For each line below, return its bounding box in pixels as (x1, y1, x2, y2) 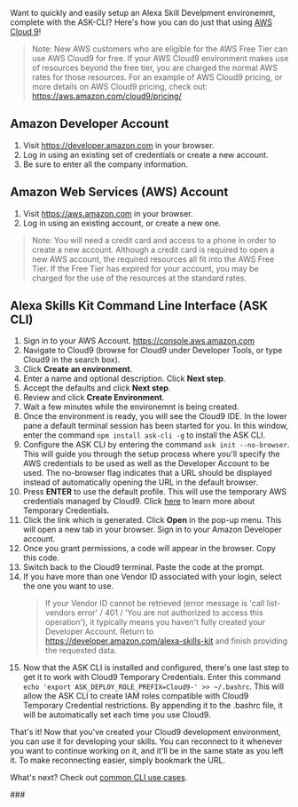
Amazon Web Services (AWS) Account (10, 185, 229, 200)
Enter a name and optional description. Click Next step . (22, 373, 226, 384)
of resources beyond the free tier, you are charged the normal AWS (31, 62, 278, 73)
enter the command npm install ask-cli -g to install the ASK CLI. (22, 430, 265, 440)
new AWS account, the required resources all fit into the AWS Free (31, 253, 275, 265)
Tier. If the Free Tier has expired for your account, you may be (31, 263, 260, 273)
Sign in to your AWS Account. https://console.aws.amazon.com (22, 336, 255, 346)
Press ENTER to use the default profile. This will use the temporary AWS (22, 487, 287, 497)
